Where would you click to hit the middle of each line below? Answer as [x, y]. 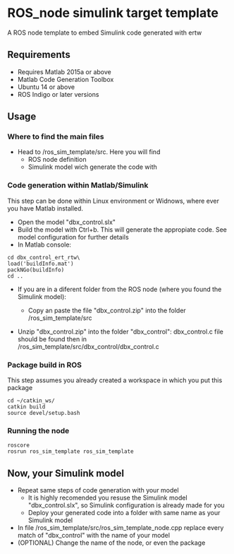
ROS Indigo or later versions [58, 94]
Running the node [38, 430]
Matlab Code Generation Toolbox [66, 79]
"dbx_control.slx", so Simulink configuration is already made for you [126, 505]
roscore [19, 446]
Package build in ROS [45, 365]
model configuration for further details [73, 237]
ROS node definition [57, 160]
